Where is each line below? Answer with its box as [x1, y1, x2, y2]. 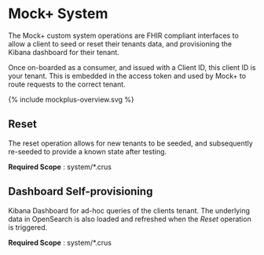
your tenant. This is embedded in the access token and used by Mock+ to [8, 71, 246, 80]
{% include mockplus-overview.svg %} [8, 94, 135, 104]
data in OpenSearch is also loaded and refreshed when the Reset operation [8, 214, 251, 224]
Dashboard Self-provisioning [8, 185, 153, 198]
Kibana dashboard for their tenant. [8, 47, 119, 57]
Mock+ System [8, 5, 108, 23]
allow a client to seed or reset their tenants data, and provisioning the [8, 39, 233, 48]
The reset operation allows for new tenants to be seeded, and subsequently [8, 139, 253, 148]
